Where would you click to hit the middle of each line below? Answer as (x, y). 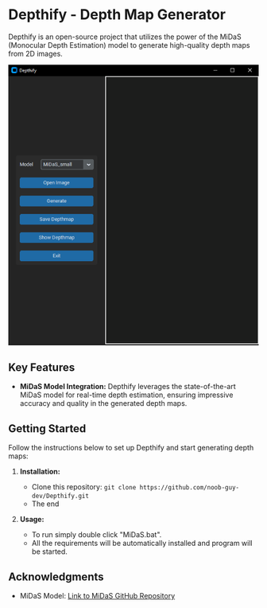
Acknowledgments (56, 577)
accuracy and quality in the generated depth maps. (103, 403)
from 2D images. (36, 53)
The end (45, 504)
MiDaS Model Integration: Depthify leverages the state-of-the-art (128, 387)
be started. (49, 551)
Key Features (42, 367)
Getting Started (47, 429)
